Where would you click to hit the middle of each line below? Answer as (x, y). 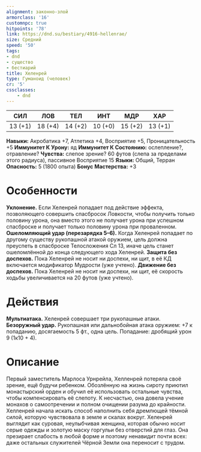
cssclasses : (21, 90)
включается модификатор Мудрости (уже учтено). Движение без (91, 264)
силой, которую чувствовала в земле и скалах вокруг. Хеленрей (89, 417)
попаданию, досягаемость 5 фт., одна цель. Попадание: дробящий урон (99, 331)
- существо (20, 62)
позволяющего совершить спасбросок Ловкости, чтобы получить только (100, 213)
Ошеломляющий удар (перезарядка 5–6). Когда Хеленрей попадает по (100, 233)
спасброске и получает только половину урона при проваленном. (91, 227)
